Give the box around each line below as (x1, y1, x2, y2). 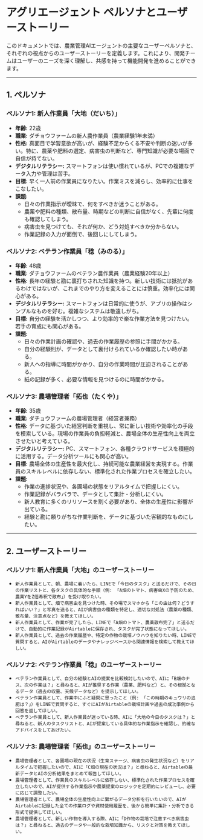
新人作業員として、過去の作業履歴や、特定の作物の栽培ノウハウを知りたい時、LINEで (14, 632, 196, 638)
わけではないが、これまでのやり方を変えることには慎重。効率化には (20, 284, 190, 292)
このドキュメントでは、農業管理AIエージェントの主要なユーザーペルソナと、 (6, 42, 196, 49)
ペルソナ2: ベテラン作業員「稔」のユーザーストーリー (6, 660, 162, 668)
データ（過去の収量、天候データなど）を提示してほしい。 (19, 688, 141, 695)
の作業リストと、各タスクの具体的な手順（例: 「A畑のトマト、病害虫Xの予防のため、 (14, 587, 197, 593)
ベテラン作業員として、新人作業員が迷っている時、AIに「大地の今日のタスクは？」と (14, 715, 196, 721)
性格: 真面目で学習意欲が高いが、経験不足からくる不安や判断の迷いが (14, 139, 188, 147)
